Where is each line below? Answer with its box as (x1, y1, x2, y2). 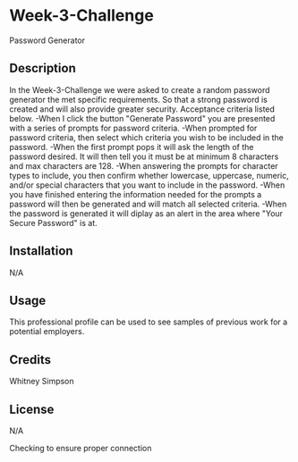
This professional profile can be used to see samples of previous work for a (9, 316, 288, 327)
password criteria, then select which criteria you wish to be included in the (9, 131, 285, 143)
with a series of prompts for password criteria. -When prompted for (9, 122, 258, 133)
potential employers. (9, 326, 85, 337)
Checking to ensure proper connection (9, 443, 152, 453)
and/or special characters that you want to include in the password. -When (9, 180, 285, 190)
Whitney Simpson (9, 376, 74, 387)
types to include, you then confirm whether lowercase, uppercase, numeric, (9, 170, 289, 181)
